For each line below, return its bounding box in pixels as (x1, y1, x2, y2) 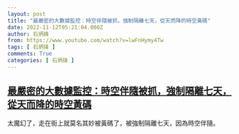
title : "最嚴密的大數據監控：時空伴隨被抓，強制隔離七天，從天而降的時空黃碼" (7, 17, 211, 24)
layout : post (7, 10, 46, 18)
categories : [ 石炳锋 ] (7, 57, 75, 64)
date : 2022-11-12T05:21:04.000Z (7, 24, 103, 31)
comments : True (7, 51, 53, 58)
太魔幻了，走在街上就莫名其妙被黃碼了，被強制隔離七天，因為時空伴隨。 (7, 118, 219, 127)
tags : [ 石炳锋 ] (7, 43, 55, 51)
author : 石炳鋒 (7, 30, 49, 38)
